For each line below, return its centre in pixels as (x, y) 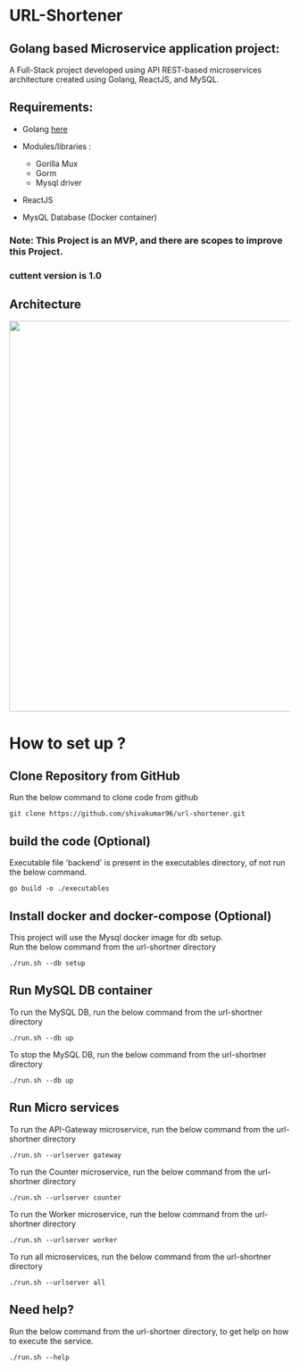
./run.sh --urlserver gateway (66, 1155)
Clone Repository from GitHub (95, 777)
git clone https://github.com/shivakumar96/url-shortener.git (127, 814)
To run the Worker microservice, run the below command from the (131, 1214)
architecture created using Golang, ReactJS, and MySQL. (114, 79)
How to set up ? (68, 743)
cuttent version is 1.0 (56, 275)
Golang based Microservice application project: (145, 49)
